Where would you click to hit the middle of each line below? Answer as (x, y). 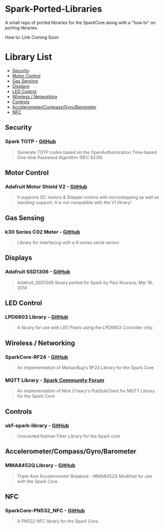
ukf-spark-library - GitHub (37, 425)
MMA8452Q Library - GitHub (40, 465)
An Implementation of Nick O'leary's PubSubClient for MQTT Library (86, 391)
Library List (29, 57)
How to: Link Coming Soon (32, 37)
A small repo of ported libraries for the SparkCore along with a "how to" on (80, 23)
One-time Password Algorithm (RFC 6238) (60, 157)
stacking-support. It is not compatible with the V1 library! (74, 203)
